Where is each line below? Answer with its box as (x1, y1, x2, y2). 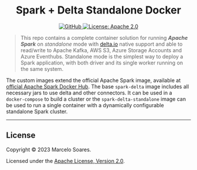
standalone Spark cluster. (6, 108, 68, 115)
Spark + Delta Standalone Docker (15, 4, 182, 17)
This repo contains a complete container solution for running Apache (20, 34, 188, 41)
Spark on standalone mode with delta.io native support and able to (20, 40, 183, 47)
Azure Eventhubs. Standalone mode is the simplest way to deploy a (20, 53, 184, 60)
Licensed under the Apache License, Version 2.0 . (6, 157, 125, 164)
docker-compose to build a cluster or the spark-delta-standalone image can (6, 95, 186, 103)
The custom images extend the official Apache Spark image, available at (6, 77, 181, 84)
